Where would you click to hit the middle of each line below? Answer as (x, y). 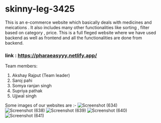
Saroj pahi (22, 80)
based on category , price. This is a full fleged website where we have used (80, 32)
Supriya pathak (27, 91)
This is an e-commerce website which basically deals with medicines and (78, 22)
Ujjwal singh (24, 96)
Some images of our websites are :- (41, 106)
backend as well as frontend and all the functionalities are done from (73, 38)
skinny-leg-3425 (40, 9)
